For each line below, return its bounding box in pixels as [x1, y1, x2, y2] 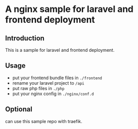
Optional [5, 105, 32, 114]
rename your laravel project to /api [12, 80, 85, 86]
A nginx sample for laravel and [5, 3, 134, 15]
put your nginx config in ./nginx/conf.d [12, 91, 94, 97]
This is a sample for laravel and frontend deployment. [5, 47, 115, 53]
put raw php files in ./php [12, 85, 65, 91]
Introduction [5, 34, 45, 42]
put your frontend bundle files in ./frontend [12, 75, 102, 81]
